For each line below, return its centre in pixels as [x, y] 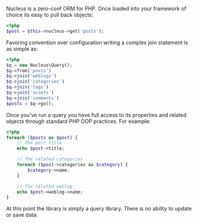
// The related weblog [45, 186]
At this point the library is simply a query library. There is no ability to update [99, 209]
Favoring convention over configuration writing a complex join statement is [97, 42]
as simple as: [22, 49]
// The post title [39, 143]
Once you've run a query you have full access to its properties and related [96, 115]
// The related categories [50, 159]
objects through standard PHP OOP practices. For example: [78, 121]
